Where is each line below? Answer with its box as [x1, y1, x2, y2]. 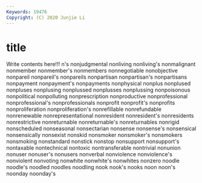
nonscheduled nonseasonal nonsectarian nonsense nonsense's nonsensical [6, 125, 197, 132]
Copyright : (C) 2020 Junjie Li [6, 15, 85, 21]
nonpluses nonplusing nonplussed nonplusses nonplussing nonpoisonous [6, 86, 191, 94]
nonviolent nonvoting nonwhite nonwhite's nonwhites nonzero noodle [6, 157, 180, 164]
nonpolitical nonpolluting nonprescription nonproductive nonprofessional [6, 93, 188, 100]
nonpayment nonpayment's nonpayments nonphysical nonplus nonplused [6, 80, 191, 87]
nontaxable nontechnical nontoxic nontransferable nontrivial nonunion [6, 144, 181, 151]
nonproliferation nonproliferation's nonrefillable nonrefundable [6, 105, 162, 113]
